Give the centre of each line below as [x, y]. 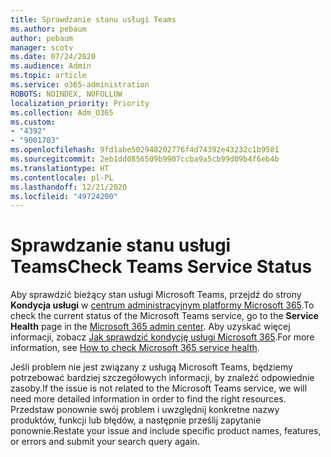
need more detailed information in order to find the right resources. [148, 399]
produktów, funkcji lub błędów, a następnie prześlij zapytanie [136, 420]
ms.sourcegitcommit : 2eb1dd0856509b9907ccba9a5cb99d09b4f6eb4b [145, 159]
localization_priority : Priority [80, 103]
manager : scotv [42, 47]
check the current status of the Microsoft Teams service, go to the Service [164, 316]
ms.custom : [33, 122]
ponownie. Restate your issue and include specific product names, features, [166, 431]
